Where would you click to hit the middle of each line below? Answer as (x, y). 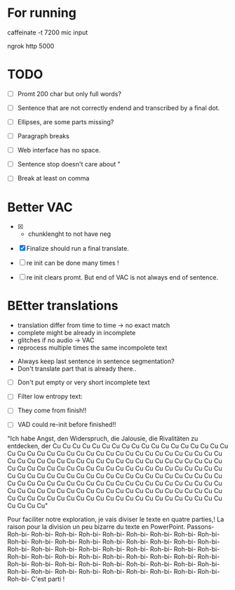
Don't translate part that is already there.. (77, 369)
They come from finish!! (52, 411)
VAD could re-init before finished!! (67, 425)
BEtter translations (63, 306)
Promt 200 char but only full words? (69, 93)
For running (42, 13)
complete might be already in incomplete (76, 333)
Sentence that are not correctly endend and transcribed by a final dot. (119, 107)
